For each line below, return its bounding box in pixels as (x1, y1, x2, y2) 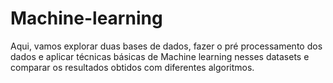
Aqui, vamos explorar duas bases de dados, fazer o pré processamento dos (10, 40, 323, 52)
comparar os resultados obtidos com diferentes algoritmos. (10, 61, 255, 73)
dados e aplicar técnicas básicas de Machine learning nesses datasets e (10, 50, 310, 62)
